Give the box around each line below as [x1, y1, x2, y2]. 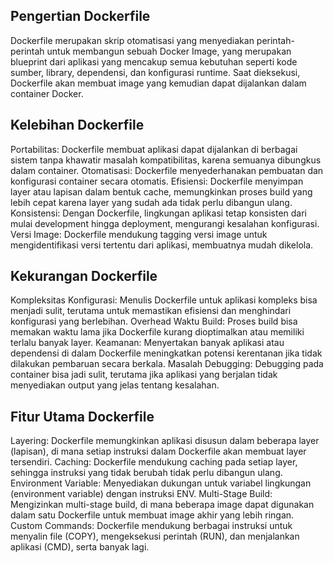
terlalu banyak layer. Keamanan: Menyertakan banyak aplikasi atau [10, 337, 285, 349]
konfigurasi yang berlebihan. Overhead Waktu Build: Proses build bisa [10, 315, 298, 328]
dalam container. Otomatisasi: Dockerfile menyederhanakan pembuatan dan [10, 164, 324, 176]
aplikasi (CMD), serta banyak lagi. [10, 541, 150, 553]
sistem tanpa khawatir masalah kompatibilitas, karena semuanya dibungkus [10, 154, 322, 166]
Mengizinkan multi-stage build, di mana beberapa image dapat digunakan [10, 499, 315, 511]
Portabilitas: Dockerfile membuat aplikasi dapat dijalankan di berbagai [10, 143, 298, 155]
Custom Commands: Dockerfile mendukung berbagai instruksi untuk [10, 520, 293, 532]
